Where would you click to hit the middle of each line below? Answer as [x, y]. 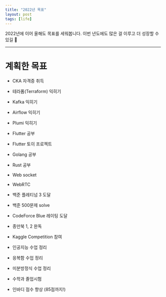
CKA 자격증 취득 [28, 81]
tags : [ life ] [19, 19]
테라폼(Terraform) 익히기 [37, 92]
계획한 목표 [26, 66]
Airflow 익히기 [26, 112]
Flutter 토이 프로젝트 [32, 144]
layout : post [19, 14]
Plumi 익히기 [24, 123]
